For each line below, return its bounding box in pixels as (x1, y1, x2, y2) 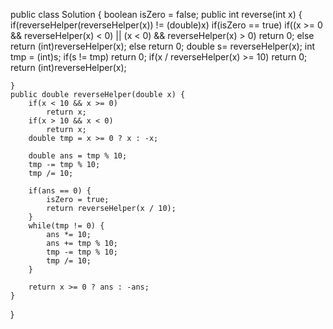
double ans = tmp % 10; (28, 151, 128, 161)
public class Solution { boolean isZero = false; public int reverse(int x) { (10, 9, 303, 20)
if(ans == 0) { (28, 186, 92, 196)
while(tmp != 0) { (28, 221, 105, 231)
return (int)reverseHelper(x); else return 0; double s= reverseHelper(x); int (10, 40, 316, 52)
